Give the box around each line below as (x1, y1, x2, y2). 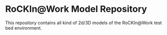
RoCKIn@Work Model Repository (5, 3, 147, 15)
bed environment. (5, 25, 42, 31)
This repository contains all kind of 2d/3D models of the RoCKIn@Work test (5, 20, 162, 26)
